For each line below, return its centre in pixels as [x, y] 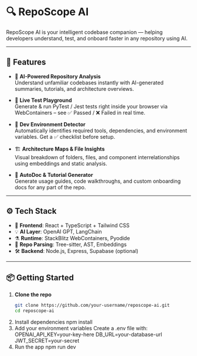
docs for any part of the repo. [50, 187]
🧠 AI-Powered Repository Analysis [57, 76]
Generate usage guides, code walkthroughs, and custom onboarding [98, 181]
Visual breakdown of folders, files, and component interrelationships [97, 157]
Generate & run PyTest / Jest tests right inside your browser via [91, 106]
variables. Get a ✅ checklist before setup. [65, 136]
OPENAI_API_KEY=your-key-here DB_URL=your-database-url [88, 334]
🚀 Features [26, 62]
